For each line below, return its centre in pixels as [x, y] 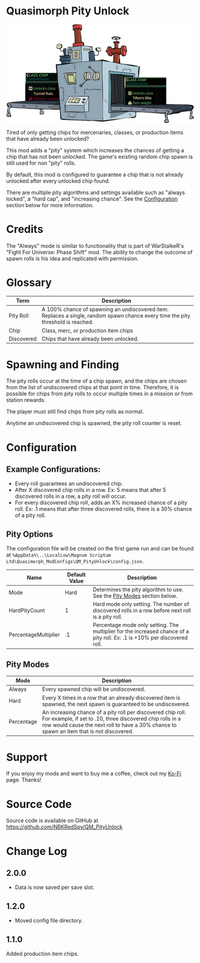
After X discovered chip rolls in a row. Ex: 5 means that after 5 [90, 490]
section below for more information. [50, 205]
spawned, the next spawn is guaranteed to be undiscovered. [116, 704]
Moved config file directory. [49, 921]
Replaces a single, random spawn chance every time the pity [116, 316]
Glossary [29, 282]
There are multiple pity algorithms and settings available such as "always [96, 192]
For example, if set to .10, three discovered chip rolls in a [111, 718]
